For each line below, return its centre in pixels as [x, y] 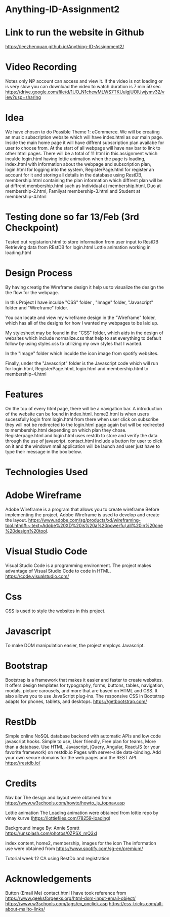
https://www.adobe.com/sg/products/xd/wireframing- [84, 520]
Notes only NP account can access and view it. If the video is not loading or [84, 81]
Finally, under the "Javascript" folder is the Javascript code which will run [82, 363]
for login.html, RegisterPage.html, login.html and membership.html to [77, 368]
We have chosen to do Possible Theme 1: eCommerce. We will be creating [83, 132]
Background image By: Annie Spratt [42, 828]
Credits [21, 783]
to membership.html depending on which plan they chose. [66, 430]
